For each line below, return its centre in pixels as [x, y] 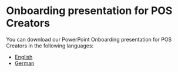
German [24, 63]
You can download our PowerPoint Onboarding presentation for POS [89, 39]
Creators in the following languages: [50, 46]
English [23, 57]
